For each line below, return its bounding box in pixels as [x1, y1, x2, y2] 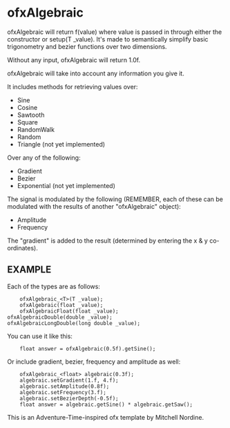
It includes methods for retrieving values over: [7, 82, 138, 91]
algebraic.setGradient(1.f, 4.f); [19, 377, 119, 384]
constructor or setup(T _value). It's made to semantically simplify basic [7, 35, 209, 43]
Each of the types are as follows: [7, 282, 100, 290]
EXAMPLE [7, 264, 52, 276]
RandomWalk [17, 125, 55, 133]
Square [17, 118, 38, 126]
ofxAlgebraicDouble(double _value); [7, 313, 113, 321]
